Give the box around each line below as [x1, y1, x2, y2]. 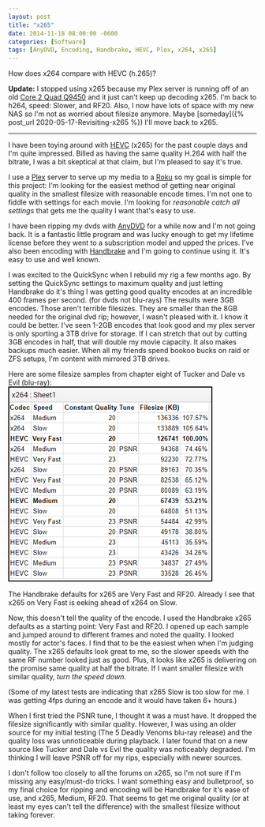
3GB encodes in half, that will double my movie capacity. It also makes [8, 337, 237, 347]
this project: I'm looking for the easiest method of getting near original [8, 181, 236, 190]
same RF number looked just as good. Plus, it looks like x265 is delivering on [8, 656, 257, 665]
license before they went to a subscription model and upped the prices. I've [8, 238, 254, 248]
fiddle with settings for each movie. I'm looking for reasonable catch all [8, 197, 241, 207]
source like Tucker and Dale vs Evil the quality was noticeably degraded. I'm [8, 745, 256, 754]
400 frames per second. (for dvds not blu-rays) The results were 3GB [8, 295, 234, 305]
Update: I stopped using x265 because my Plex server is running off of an [8, 84, 249, 94]
